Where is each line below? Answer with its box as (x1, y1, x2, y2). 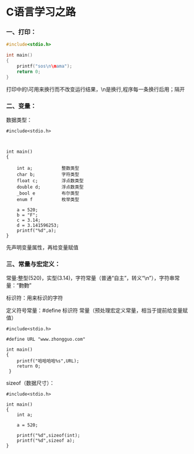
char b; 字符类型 (17, 172, 80, 177)
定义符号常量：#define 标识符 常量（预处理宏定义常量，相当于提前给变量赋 (6, 307, 188, 314)
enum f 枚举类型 (17, 197, 80, 203)
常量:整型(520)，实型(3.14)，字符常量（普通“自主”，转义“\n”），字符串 (6, 275, 175, 282)
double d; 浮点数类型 (17, 184, 84, 190)
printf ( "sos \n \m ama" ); (17, 63, 73, 70)
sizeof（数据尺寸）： (6, 380, 55, 387)
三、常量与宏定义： (6, 260, 61, 268)
